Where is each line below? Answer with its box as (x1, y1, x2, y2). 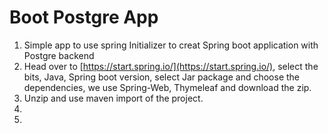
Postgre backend (23, 49, 95, 61)
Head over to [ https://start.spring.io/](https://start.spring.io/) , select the (23, 60, 319, 72)
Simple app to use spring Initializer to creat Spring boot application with (23, 39, 319, 51)
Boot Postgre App (9, 6, 159, 29)
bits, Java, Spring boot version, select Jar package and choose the (23, 71, 301, 83)
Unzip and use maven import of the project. (23, 92, 204, 104)
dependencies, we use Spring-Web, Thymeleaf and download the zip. (23, 81, 312, 93)
